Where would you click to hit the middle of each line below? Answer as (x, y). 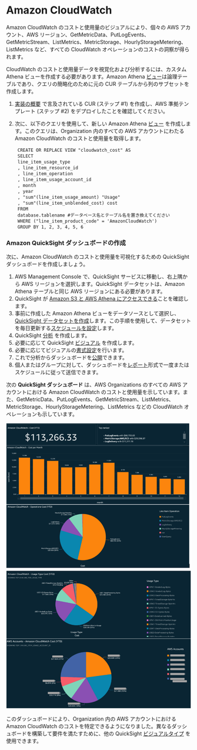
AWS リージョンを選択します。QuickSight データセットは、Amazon (103, 284)
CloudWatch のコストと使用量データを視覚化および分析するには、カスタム (96, 69)
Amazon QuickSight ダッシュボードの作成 (66, 243)
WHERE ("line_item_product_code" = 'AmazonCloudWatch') (87, 221)
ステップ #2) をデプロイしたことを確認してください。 (103, 111)
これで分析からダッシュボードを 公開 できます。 (71, 358)
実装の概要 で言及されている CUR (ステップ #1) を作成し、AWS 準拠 (97, 104)
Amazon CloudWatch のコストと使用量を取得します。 (79, 138)
